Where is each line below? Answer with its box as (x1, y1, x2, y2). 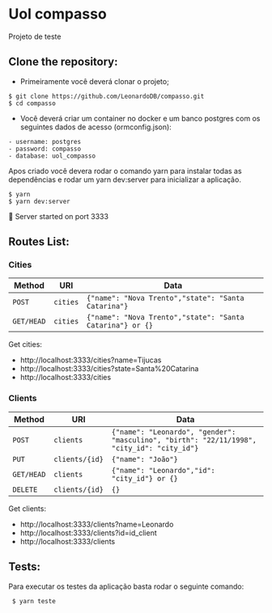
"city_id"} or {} (111, 474, 178, 483)
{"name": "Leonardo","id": (111, 466, 216, 475)
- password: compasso (8, 145, 82, 153)
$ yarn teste (11, 597, 57, 605)
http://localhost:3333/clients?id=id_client (19, 527, 157, 538)
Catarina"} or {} (86, 321, 154, 330)
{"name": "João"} (111, 454, 178, 463)
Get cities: (8, 340, 43, 349)
